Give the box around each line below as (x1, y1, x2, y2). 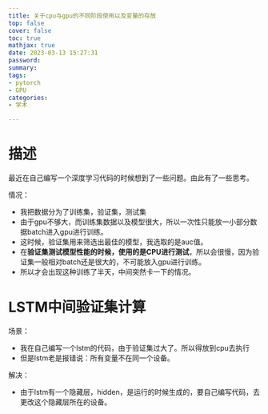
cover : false (8, 26, 52, 34)
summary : (8, 64, 38, 72)
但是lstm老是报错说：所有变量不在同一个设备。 (19, 353, 174, 363)
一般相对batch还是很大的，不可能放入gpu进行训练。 (34, 257, 206, 267)
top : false (8, 19, 45, 27)
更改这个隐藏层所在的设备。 (19, 397, 112, 407)
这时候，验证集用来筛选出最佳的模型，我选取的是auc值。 (19, 237, 208, 247)
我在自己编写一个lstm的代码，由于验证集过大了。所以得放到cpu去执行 (19, 344, 250, 352)
